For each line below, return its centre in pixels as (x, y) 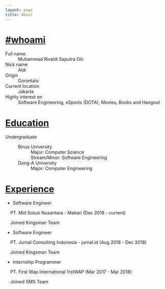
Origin (12, 75)
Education (27, 123)
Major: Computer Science (58, 152)
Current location (22, 86)
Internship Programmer (37, 262)
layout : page (19, 10)
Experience (30, 189)
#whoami (25, 40)
